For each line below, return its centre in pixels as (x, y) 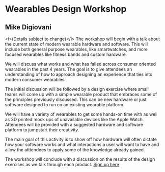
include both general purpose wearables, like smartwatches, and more (77, 49)
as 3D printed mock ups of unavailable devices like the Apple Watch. (74, 119)
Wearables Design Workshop (66, 9)
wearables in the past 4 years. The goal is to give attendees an (69, 69)
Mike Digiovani (28, 27)
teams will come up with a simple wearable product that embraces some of (81, 94)
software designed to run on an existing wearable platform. (65, 105)
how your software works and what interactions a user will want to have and (82, 145)
